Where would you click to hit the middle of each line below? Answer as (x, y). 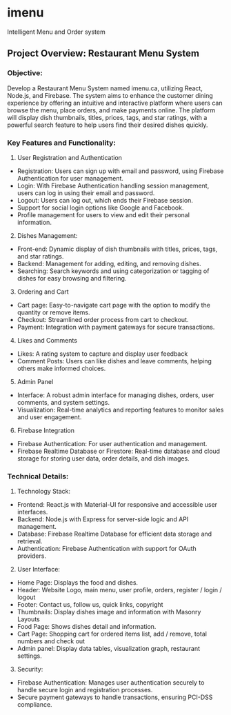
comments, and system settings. (63, 402)
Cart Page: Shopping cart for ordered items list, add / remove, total (112, 634)
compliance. (35, 705)
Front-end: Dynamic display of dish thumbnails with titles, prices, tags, (117, 249)
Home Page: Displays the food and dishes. (78, 583)
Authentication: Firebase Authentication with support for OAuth (107, 549)
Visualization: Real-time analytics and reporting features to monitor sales (120, 410)
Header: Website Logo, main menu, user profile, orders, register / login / (119, 590)
